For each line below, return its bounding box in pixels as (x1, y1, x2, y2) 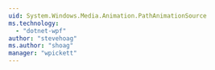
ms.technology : (8, 19, 60, 27)
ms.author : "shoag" (8, 42, 74, 50)
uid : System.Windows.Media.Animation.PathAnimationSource (8, 11, 207, 20)
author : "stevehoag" (8, 34, 78, 43)
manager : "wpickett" (8, 49, 78, 57)
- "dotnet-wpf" (15, 27, 67, 35)
